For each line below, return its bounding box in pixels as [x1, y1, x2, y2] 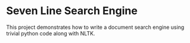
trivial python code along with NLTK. [6, 29, 95, 37]
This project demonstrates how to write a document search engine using [6, 24, 185, 31]
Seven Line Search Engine [6, 4, 138, 18]
